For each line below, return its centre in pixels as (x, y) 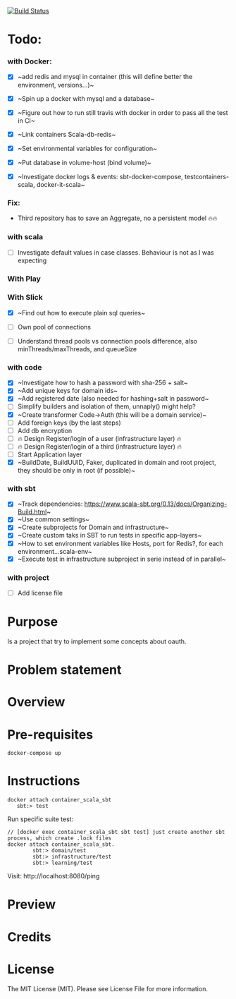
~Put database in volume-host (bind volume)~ (84, 162)
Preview (32, 905)
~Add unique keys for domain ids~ (68, 391)
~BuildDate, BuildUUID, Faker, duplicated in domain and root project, (117, 462)
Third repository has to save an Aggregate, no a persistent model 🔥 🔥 (117, 218)
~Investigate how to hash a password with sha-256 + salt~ (103, 383)
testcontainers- (207, 176)
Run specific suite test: (41, 819)
